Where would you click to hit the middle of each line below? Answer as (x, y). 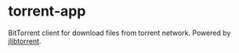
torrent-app (47, 11)
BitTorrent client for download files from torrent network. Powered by (119, 33)
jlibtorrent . (25, 41)
